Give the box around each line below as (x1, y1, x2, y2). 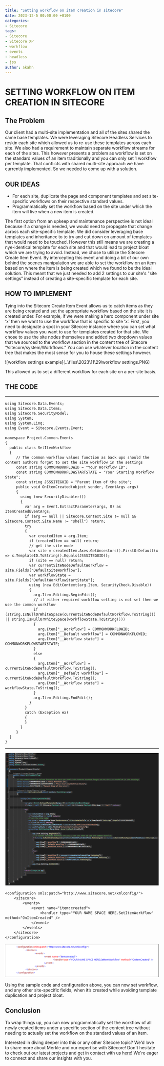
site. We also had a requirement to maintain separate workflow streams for (5, 145, 155, 151)
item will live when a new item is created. (12, 209, 95, 215)
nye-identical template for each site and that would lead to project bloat (5, 244, 149, 250)
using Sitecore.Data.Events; (5, 401, 64, 406)
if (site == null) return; (29, 558, 84, 563)
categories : (5, 18, 29, 23)
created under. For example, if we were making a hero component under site (5, 313, 159, 319)
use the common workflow (5, 602, 56, 607)
